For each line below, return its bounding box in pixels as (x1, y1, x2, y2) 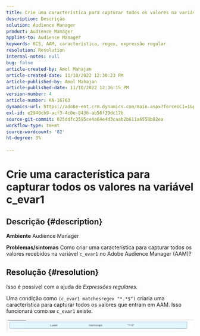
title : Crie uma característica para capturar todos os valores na (6, 10, 177, 15)
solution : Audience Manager (6, 22, 76, 28)
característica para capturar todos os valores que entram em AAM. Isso (6, 301, 182, 308)
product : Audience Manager (6, 29, 73, 34)
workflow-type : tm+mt (6, 123, 60, 128)
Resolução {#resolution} (6, 268, 99, 278)
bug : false (6, 59, 33, 65)
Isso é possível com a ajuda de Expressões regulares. (6, 283, 138, 290)
